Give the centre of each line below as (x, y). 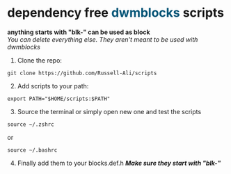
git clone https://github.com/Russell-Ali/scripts (82, 73)
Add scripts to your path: (53, 86)
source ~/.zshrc (31, 124)
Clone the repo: (40, 60)
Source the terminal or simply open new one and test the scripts (109, 111)
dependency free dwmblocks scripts (116, 13)
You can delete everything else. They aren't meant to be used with (103, 39)
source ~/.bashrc (32, 150)
